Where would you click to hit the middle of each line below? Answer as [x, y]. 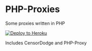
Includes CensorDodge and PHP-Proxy [46, 43]
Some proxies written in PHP [35, 23]
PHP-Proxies [33, 9]
